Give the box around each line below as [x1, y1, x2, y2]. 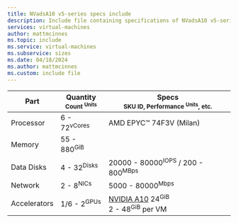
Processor [11, 118, 45, 127]
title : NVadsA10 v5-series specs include [7, 10, 132, 18]
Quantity [66, 92, 97, 102]
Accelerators [11, 198, 54, 208]
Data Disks [11, 162, 47, 172]
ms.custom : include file [7, 69, 81, 76]
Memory [11, 139, 39, 149]
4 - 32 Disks [60, 161, 98, 173]
